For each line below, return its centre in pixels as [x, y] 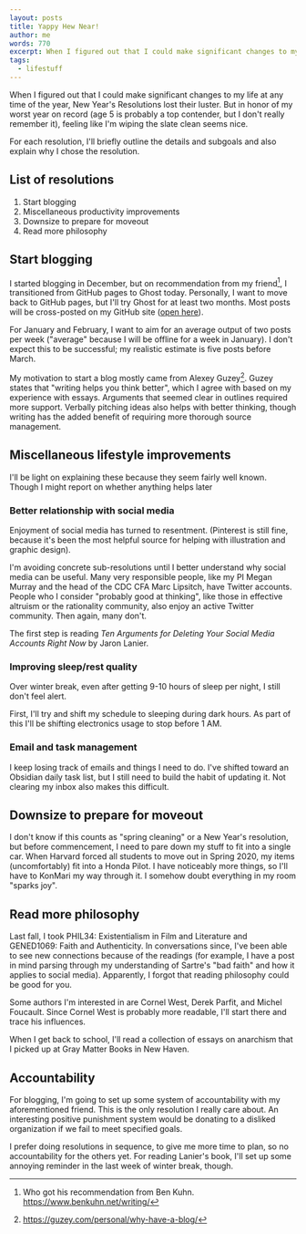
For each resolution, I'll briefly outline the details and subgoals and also [143, 141]
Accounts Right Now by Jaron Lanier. [79, 643]
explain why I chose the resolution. [75, 150]
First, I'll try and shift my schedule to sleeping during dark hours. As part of [150, 714]
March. [23, 359]
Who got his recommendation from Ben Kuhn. [108, 1192]
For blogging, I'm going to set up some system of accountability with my [145, 1099]
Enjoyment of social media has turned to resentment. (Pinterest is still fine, [149, 530]
